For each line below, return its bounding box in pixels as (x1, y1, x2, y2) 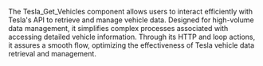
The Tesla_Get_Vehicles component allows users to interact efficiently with (8, 7, 253, 16)
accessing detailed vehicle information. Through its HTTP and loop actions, (8, 32, 256, 41)
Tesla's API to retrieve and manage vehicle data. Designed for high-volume (8, 15, 254, 25)
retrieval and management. (8, 49, 97, 58)
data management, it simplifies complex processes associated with (8, 24, 229, 33)
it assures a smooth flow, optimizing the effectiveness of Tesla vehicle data (8, 41, 255, 50)
